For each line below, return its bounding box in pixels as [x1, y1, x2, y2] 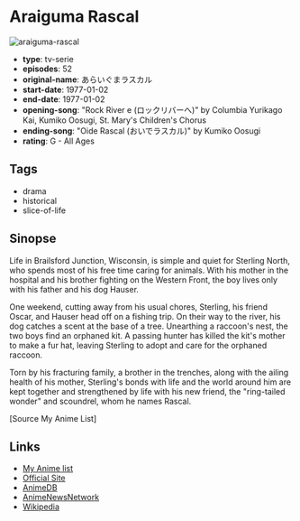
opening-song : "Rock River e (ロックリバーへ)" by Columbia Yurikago [22, 104, 283, 115]
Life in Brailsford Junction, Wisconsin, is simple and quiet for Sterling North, [9, 255, 291, 265]
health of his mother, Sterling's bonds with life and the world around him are [9, 377, 291, 387]
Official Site [22, 472, 66, 484]
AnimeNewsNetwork [22, 492, 100, 503]
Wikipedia [22, 501, 60, 512]
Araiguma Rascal [9, 6, 140, 27]
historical [22, 195, 57, 206]
